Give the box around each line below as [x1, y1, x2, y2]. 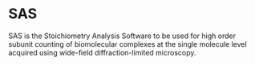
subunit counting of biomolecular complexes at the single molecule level [8, 39, 247, 48]
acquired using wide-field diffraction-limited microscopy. [8, 48, 196, 57]
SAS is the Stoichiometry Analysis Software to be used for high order [8, 31, 237, 40]
